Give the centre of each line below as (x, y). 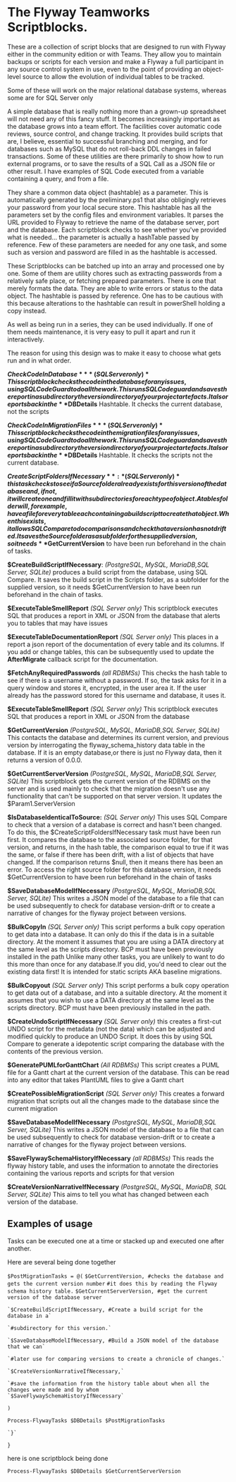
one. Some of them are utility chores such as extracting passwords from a (115, 273)
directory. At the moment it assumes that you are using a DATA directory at (116, 941)
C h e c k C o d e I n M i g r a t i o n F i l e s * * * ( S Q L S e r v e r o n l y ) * (85, 425)
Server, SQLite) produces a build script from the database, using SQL (107, 572)
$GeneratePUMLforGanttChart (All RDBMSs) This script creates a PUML (113, 1065)
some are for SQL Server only (50, 98)
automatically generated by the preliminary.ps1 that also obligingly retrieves (117, 200)
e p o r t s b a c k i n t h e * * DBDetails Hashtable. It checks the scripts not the (110, 455)
